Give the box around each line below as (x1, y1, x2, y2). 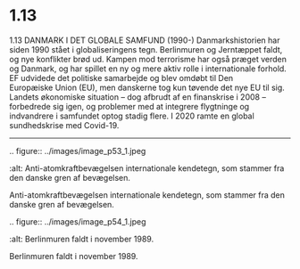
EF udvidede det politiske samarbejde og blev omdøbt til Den (9, 72, 234, 83)
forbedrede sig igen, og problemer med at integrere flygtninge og (9, 101, 250, 111)
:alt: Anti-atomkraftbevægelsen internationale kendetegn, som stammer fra (9, 162, 285, 174)
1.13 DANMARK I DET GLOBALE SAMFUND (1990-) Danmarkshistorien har (9, 35, 280, 45)
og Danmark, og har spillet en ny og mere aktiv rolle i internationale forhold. (9, 63, 287, 74)
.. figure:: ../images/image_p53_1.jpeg (9, 145, 146, 156)
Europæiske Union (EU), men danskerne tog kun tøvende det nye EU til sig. (9, 82, 286, 93)
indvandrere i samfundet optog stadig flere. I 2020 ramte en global (9, 110, 254, 121)
